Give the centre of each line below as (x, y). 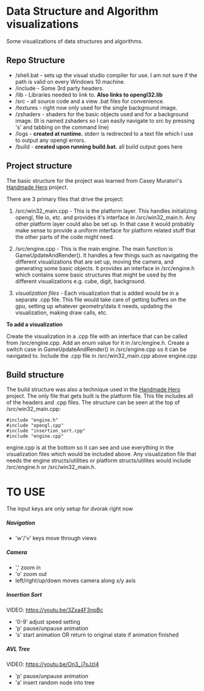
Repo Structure (36, 60)
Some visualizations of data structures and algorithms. (75, 41)
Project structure (39, 166)
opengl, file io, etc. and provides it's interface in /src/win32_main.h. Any (105, 217)
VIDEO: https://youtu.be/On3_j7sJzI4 (53, 664)
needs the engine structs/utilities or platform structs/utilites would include (99, 460)
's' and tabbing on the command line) (62, 127)
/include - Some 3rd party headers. (59, 88)
